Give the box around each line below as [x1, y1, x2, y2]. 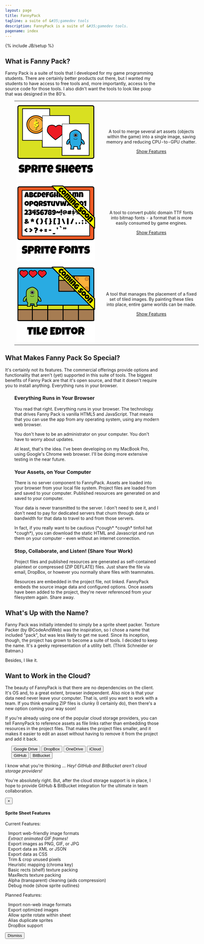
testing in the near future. [14, 456, 66, 462]
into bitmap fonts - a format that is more [111, 215, 192, 221]
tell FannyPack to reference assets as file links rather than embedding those [5, 720, 159, 726]
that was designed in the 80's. [5, 91, 66, 97]
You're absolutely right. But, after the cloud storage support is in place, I [5, 777, 151, 784]
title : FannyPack [5, 13, 41, 18]
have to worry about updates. [14, 436, 74, 442]
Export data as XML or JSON [8, 846, 66, 852]
